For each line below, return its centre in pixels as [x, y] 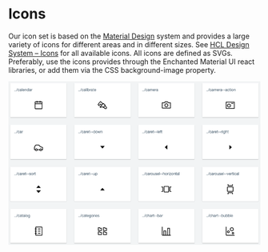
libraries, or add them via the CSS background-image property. [112, 70]
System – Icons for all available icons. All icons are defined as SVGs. [121, 53]
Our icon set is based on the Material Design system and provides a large [129, 36]
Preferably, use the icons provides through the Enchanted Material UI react [132, 62]
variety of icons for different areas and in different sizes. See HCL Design [129, 44]
